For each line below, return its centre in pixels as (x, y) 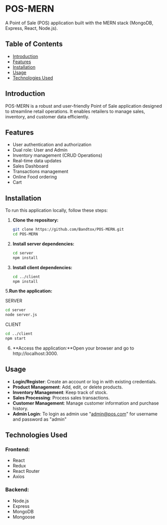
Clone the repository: (35, 220)
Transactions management (40, 171)
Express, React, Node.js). (32, 28)
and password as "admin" (39, 419)
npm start (16, 339)
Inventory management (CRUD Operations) (57, 155)
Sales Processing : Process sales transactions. (61, 398)
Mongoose (24, 517)
